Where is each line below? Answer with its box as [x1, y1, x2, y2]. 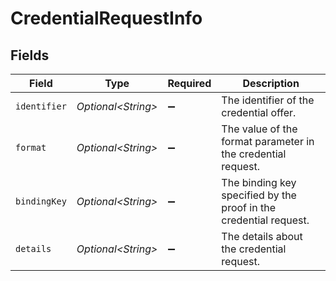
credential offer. [221, 106, 297, 119]
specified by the [221, 188, 297, 202]
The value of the [221, 122, 298, 136]
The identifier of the [221, 93, 315, 107]
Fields [10, 47, 50, 64]
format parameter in [221, 135, 315, 148]
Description [242, 77, 300, 90]
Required [167, 77, 212, 90]
